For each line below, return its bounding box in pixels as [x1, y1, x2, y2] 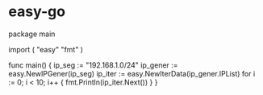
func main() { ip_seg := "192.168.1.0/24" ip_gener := [8, 60, 179, 70]
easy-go [8, 2, 66, 21]
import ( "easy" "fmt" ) [8, 44, 83, 54]
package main [8, 29, 56, 39]
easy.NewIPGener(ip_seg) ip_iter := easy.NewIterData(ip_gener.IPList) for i [8, 68, 256, 78]
